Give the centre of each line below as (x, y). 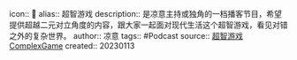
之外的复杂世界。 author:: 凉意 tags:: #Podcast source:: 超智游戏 (126, 36)
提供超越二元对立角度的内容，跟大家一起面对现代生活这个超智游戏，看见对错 (148, 25)
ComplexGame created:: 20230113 (72, 46)
